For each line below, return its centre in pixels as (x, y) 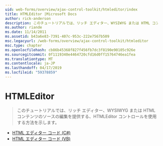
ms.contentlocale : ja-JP (30, 63)
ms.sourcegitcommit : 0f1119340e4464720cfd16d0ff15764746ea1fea (70, 54)
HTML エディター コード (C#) (41, 132)
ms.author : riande (24, 28)
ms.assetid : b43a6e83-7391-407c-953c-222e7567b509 (57, 37)
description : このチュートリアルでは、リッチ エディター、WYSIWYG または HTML (78, 23)
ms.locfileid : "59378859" (31, 73)
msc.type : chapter (24, 45)
